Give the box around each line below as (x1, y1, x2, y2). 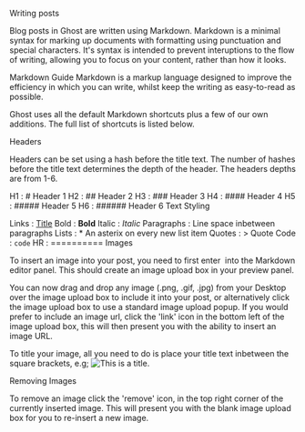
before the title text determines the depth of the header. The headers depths (9, 164, 296, 174)
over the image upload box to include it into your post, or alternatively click (9, 292, 290, 303)
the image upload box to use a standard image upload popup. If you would (9, 302, 289, 312)
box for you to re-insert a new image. (9, 413, 149, 423)
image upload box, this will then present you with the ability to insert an (9, 321, 277, 331)
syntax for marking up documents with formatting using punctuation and (9, 35, 281, 45)
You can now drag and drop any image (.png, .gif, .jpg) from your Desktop (9, 282, 287, 293)
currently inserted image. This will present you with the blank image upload (9, 403, 291, 413)
